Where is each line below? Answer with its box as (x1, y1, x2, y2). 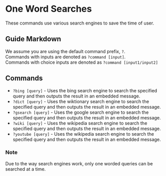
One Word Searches (5, 3, 92, 15)
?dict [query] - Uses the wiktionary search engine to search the (12, 98, 149, 105)
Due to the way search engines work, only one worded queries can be (5, 160, 153, 166)
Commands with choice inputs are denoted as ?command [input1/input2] (5, 59, 158, 65)
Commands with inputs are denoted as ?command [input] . (5, 54, 126, 60)
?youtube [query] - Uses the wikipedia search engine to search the (12, 131, 154, 137)
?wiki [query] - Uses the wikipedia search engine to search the (12, 120, 148, 126)
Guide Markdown (5, 35, 61, 43)
